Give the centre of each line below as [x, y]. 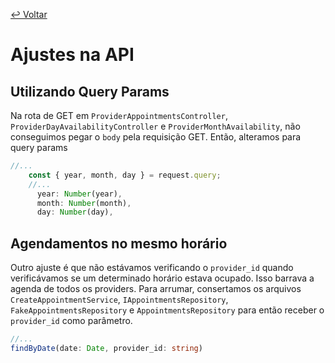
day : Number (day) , [75, 212]
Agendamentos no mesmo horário [119, 243]
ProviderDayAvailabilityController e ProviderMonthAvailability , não [155, 126]
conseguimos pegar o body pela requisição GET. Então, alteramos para [156, 137]
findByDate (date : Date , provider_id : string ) [106, 348]
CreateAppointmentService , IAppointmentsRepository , [119, 300]
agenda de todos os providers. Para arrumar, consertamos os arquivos [156, 289]
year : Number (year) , [79, 194]
